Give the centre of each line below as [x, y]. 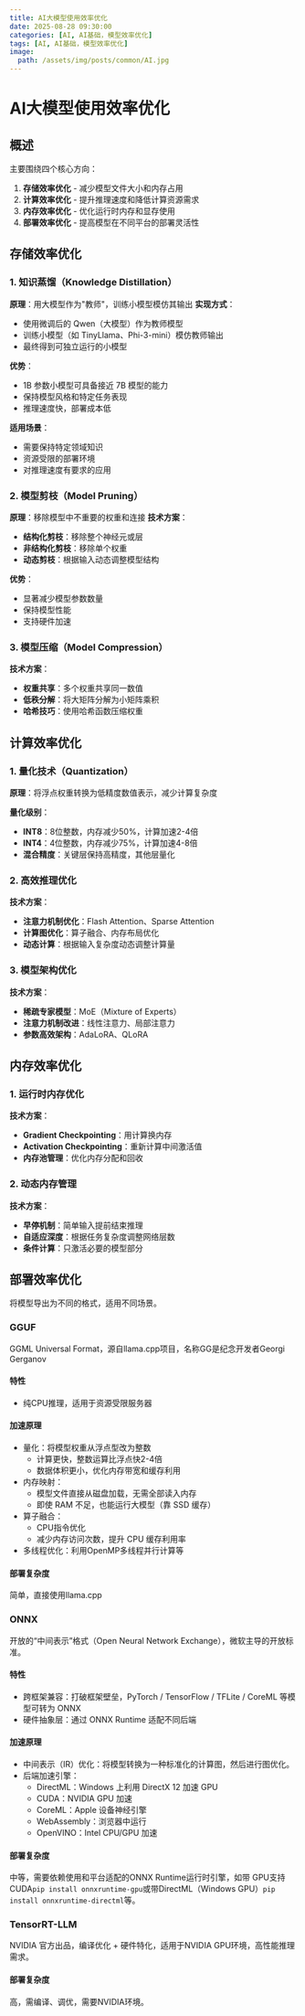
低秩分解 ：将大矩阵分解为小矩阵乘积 [91, 699]
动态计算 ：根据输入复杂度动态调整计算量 [99, 944]
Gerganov [28, 1359]
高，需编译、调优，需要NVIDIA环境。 [79, 2001]
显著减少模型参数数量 [63, 598]
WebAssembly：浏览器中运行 [91, 1821]
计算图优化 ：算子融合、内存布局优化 [91, 933]
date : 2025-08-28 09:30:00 [61, 27]
